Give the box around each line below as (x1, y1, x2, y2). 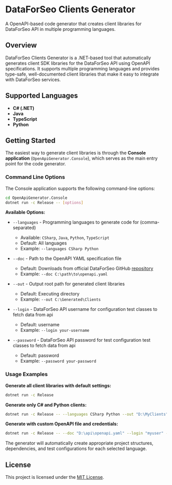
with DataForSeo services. (5, 76, 61, 83)
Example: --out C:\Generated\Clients (20, 296, 101, 303)
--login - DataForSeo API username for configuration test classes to (12, 306, 158, 312)
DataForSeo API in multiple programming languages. (5, 26, 116, 32)
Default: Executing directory (20, 291, 80, 297)
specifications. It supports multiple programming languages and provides (5, 65, 160, 71)
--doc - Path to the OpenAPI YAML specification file (12, 255, 122, 262)
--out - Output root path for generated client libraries (12, 281, 125, 287)
